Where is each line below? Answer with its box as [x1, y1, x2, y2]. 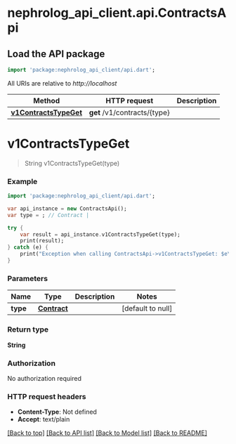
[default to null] [122, 303, 173, 313]
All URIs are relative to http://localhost [7, 79, 117, 87]
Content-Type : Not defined [17, 407, 97, 416]
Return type [7, 325, 49, 334]
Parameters [7, 273, 48, 283]
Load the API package [7, 48, 105, 60]
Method [33, 96, 60, 105]
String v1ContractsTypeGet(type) [24, 159, 120, 167]
